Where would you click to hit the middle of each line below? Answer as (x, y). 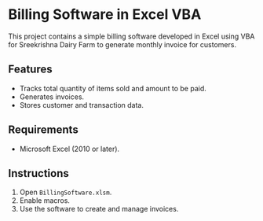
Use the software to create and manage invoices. (99, 209)
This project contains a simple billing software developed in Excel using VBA (131, 36)
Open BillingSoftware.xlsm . (66, 192)
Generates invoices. (52, 97)
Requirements (43, 130)
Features (30, 70)
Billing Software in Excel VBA (105, 15)
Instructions (38, 173)
